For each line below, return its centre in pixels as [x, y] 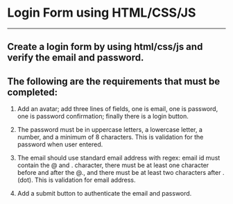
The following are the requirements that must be [114, 81]
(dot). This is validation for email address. [76, 180]
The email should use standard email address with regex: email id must [119, 158]
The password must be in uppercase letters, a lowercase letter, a [110, 130]
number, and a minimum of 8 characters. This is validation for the [110, 137]
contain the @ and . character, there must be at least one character [113, 165]
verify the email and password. [76, 58]
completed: [33, 92]
